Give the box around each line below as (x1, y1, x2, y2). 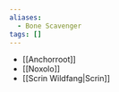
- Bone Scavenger (17, 21, 82, 30)
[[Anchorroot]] (21, 54, 76, 65)
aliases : (9, 13, 42, 22)
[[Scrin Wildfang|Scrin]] (21, 73, 110, 84)
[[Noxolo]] (21, 63, 61, 74)
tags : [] (9, 29, 42, 38)
